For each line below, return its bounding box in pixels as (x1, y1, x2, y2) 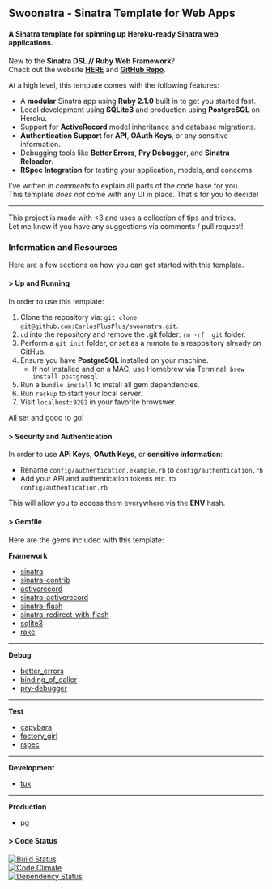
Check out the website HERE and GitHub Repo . (8, 64, 166, 74)
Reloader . (19, 156, 54, 166)
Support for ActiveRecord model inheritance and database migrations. (19, 122, 257, 132)
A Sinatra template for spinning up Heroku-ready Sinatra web (8, 28, 219, 39)
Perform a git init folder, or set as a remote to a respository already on (19, 339, 261, 348)
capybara (19, 722, 53, 731)
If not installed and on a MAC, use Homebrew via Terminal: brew (32, 365, 245, 374)
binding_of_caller (19, 674, 78, 684)
